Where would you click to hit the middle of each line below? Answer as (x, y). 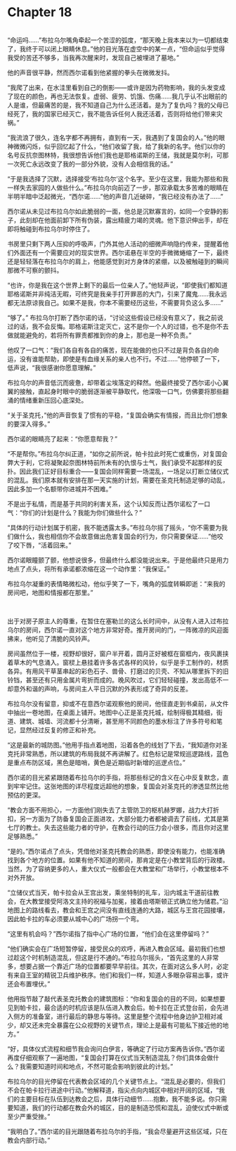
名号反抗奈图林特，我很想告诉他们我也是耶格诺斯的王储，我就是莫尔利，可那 (118, 155)
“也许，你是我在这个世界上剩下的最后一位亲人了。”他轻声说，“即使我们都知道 (118, 285)
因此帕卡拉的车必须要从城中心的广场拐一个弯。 (75, 918)
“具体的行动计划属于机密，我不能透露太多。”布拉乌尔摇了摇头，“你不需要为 (114, 527)
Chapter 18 (40, 12)
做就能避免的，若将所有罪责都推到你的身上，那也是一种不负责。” (99, 335)
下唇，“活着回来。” (45, 545)
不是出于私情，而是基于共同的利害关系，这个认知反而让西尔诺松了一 (106, 504)
